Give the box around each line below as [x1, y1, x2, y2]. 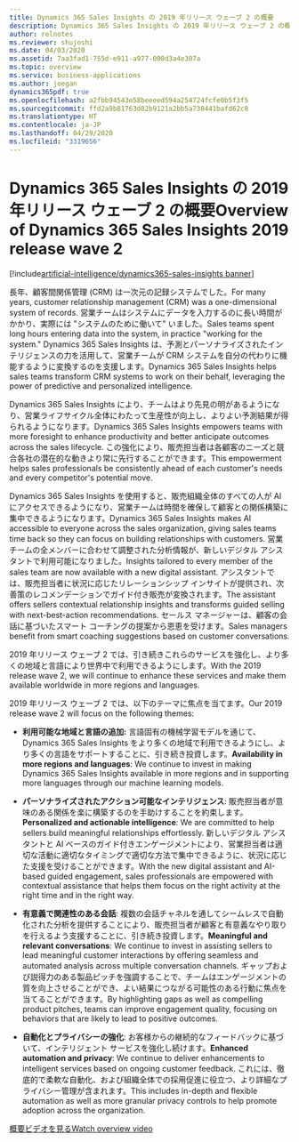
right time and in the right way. [21, 889, 135, 900]
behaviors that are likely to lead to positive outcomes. [21, 1013, 218, 1024]
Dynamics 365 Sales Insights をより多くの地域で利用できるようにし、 [21, 737, 279, 748]
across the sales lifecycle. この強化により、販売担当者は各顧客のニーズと [9, 441, 278, 452]
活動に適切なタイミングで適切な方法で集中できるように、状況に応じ [37, 849, 287, 860]
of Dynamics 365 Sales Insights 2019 [9, 220, 289, 240]
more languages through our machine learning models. [21, 777, 224, 788]
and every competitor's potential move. [9, 472, 153, 483]
